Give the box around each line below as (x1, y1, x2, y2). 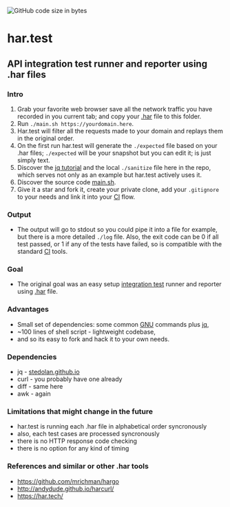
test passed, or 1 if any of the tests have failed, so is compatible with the (17, 240, 222, 248)
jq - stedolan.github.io (17, 368, 81, 376)
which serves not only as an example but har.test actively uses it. (17, 171, 202, 179)
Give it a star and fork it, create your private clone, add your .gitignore (17, 185, 219, 193)
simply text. (17, 155, 50, 164)
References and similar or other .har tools (7, 462, 149, 471)
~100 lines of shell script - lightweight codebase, (17, 327, 156, 336)
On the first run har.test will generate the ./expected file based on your (17, 141, 218, 149)
